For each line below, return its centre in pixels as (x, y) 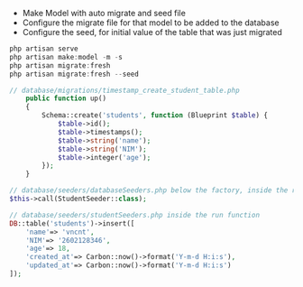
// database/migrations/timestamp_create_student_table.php (125, 90)
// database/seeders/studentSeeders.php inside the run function (134, 215)
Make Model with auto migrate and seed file (104, 13)
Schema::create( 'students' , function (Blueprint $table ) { (155, 116)
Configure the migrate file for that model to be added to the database (151, 23)
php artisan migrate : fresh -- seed (74, 74)
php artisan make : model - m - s (66, 57)
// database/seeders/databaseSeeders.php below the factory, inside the (149, 190)
